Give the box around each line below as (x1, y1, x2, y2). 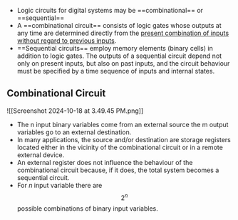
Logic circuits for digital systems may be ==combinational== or (16, 6, 204, 14)
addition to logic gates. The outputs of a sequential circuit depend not (16, 51, 222, 60)
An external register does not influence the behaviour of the (16, 158, 193, 166)
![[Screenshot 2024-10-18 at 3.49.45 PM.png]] (6, 106, 144, 115)
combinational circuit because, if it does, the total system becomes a (16, 166, 219, 174)
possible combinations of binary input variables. (16, 204, 158, 213)
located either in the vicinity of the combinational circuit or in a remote (16, 143, 224, 151)
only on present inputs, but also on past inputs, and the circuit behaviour (16, 59, 230, 67)
